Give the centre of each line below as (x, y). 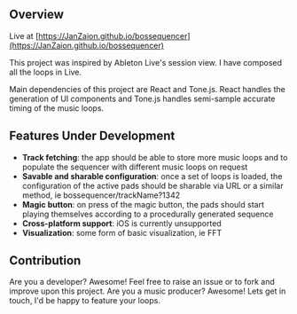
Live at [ (24, 35)
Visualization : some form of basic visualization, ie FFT (122, 232)
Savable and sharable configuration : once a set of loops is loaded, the (152, 176)
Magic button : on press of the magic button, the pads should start (143, 204)
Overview (37, 15)
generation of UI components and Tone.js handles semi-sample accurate (142, 98)
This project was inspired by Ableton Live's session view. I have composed (145, 62)
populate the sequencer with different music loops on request (135, 167)
